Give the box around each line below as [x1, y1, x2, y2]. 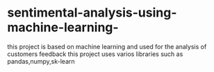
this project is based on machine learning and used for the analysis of [7, 42, 207, 51]
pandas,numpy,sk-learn [7, 57, 75, 65]
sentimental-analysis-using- [7, 5, 177, 21]
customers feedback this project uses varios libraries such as [7, 50, 183, 58]
